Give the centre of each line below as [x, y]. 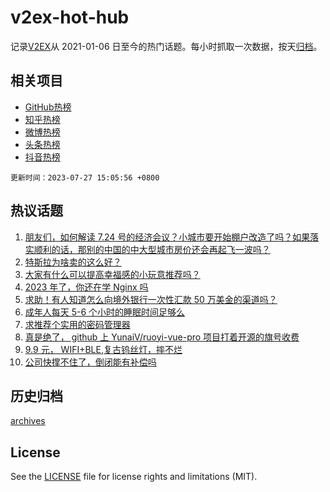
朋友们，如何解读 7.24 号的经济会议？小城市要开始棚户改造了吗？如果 [167, 237]
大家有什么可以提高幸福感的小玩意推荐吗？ [112, 274]
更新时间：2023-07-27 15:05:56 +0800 [85, 177]
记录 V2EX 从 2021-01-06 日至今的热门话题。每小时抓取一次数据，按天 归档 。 [166, 46]
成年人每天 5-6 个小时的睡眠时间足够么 [105, 312]
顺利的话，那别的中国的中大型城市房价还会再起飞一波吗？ [152, 249]
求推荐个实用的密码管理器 [77, 324]
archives [28, 421]
